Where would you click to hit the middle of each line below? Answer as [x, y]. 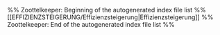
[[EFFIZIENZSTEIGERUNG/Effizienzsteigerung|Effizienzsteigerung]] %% [110, 17]
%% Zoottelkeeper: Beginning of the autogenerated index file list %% [107, 10]
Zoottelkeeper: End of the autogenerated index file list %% [91, 24]
